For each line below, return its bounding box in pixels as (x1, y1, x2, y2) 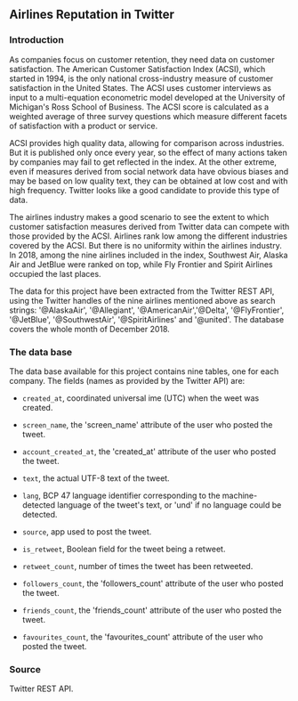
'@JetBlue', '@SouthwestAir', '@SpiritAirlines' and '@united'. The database (9, 314, 285, 324)
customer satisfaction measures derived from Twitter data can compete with (9, 221, 290, 232)
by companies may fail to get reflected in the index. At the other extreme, (9, 156, 278, 167)
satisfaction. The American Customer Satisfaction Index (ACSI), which (9, 63, 266, 74)
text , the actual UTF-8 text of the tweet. (21, 472, 171, 484)
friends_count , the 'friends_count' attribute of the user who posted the (21, 605, 282, 615)
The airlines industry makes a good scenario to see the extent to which (9, 211, 270, 222)
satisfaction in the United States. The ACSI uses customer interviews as (9, 82, 271, 93)
